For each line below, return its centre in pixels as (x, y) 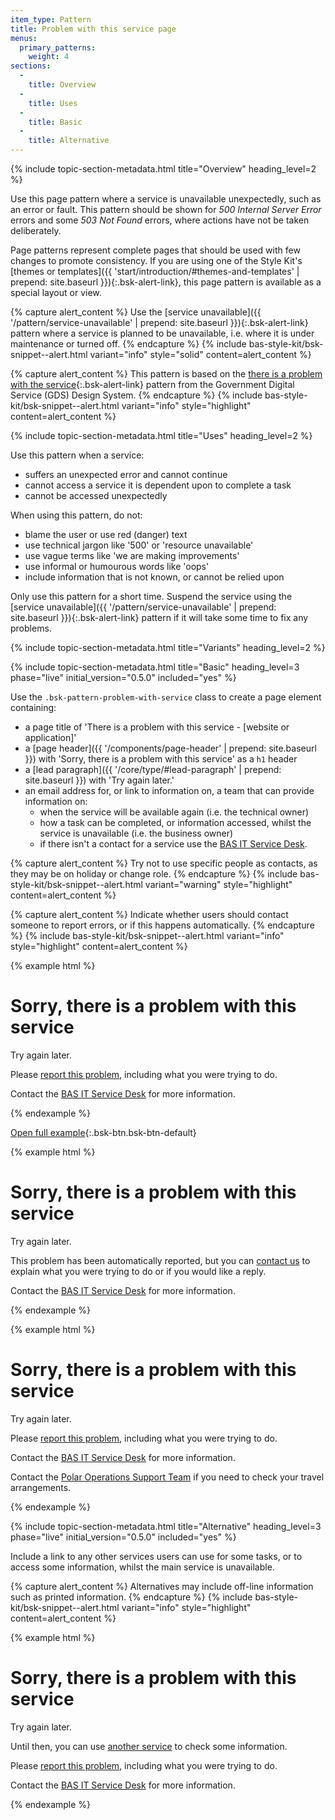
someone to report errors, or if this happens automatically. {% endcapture (162, 925)
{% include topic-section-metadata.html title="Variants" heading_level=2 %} (168, 647)
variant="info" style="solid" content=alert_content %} (200, 354)
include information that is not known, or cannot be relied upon (154, 577)
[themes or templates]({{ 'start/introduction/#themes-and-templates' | (155, 271)
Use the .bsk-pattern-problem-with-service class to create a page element (166, 697)
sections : (31, 66)
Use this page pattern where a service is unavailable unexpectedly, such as (166, 199)
